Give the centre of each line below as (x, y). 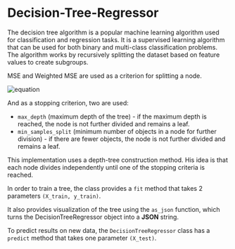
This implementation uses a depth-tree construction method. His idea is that (118, 160)
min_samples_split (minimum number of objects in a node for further (117, 131)
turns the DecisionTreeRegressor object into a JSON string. (93, 217)
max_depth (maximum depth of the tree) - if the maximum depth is (112, 116)
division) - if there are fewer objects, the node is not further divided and (121, 139)
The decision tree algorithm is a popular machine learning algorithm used (113, 32)
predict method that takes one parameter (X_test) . (82, 238)
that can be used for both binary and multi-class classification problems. (113, 47)
